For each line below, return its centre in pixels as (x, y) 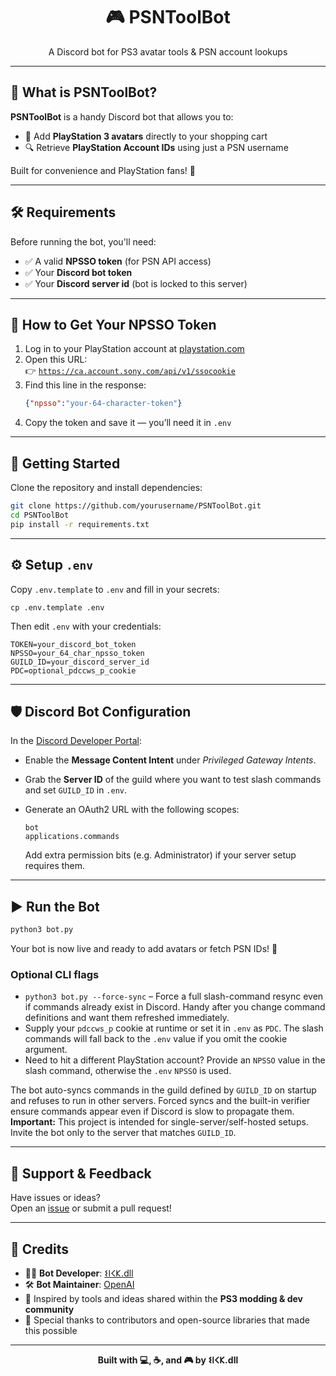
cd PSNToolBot (40, 515)
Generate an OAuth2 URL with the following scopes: (132, 810)
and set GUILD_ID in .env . (76, 790)
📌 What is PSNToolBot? (84, 92)
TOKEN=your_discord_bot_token (73, 644)
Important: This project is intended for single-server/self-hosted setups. (159, 1122)
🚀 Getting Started (65, 463)
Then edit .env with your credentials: (86, 626)
